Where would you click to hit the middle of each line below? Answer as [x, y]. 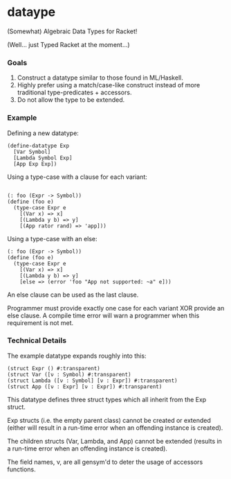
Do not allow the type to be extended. [71, 100]
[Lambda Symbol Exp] [43, 158]
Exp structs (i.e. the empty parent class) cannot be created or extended [109, 420]
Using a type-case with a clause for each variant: [77, 177]
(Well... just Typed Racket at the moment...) [68, 44]
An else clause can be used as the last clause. [73, 295]
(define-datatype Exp [38, 146]
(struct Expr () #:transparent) [54, 368]
